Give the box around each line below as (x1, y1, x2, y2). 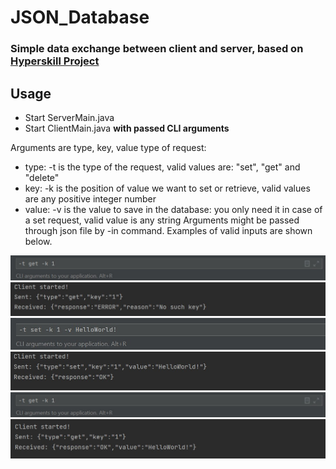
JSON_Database (10, 6, 150, 29)
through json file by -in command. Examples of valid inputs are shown (24, 224, 313, 236)
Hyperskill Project (10, 54, 100, 68)
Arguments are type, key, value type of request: (10, 141, 207, 153)
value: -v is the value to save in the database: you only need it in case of (24, 203, 323, 215)
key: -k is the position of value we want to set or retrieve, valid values (24, 182, 311, 194)
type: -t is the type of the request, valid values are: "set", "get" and (24, 161, 301, 173)
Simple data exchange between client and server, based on (10, 42, 304, 56)
